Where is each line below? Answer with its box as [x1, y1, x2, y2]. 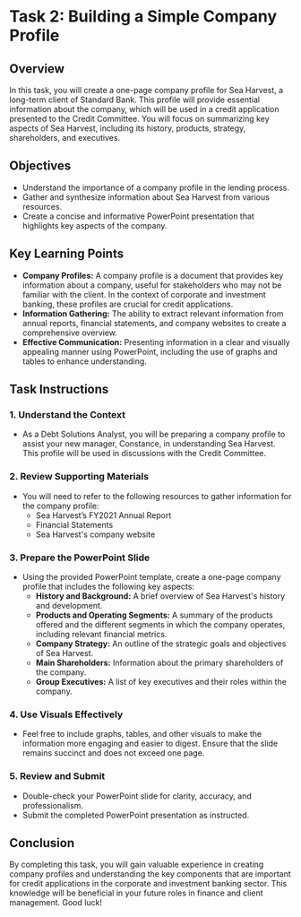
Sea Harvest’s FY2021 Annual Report [35, 509, 172, 521]
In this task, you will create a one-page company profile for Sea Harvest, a [9, 85, 284, 95]
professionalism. [21, 800, 83, 810]
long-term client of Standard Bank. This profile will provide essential [9, 94, 261, 105]
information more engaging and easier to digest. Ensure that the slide [21, 738, 279, 749]
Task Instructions [9, 382, 109, 397]
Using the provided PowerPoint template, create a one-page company [21, 571, 281, 582]
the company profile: [21, 500, 100, 511]
